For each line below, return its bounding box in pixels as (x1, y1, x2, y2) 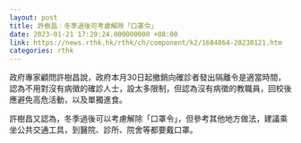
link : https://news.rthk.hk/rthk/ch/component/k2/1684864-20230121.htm (9, 38, 282, 47)
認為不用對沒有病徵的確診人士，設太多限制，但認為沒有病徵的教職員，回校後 (9, 83, 292, 94)
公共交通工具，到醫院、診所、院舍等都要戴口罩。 (16, 124, 198, 135)
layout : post (9, 13, 58, 22)
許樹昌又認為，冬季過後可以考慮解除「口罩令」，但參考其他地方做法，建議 (9, 114, 280, 124)
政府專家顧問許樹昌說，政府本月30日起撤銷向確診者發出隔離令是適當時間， (9, 72, 287, 83)
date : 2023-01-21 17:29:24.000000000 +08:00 (9, 29, 178, 38)
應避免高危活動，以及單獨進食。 (9, 95, 127, 105)
